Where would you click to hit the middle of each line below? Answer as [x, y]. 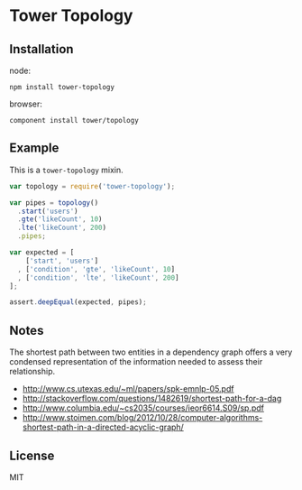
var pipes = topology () [54, 203]
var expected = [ [42, 253]
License [32, 455]
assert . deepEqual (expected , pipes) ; [78, 302]
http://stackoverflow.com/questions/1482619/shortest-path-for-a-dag [152, 399]
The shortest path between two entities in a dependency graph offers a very [151, 352]
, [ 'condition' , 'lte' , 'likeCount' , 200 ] [98, 277]
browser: [26, 104]
